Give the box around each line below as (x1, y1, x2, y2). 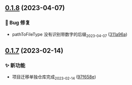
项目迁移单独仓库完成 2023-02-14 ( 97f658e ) (12, 74, 96, 81)
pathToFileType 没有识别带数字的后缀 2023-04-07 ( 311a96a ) (12, 31, 128, 38)
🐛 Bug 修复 (5, 19, 31, 26)
